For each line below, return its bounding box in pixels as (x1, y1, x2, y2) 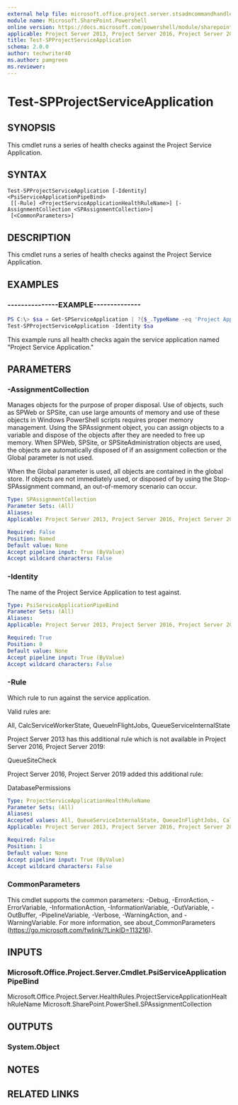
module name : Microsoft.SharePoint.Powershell (7, 17, 147, 24)
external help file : (7, 10, 69, 18)
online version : (7, 23, 55, 30)
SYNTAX (7, 169, 47, 181)
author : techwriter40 (7, 50, 72, 57)
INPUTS (7, 946, 42, 958)
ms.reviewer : (7, 63, 46, 70)
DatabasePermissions (7, 783, 71, 792)
